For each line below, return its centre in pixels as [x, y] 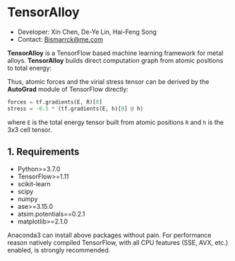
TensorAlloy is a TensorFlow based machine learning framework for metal [115, 53]
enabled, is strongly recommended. [59, 250]
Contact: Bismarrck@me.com [60, 39]
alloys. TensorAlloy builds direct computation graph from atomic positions [115, 60]
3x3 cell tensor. [30, 129]
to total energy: [29, 68]
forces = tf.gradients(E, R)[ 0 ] [55, 102]
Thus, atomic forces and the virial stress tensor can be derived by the [108, 81]
